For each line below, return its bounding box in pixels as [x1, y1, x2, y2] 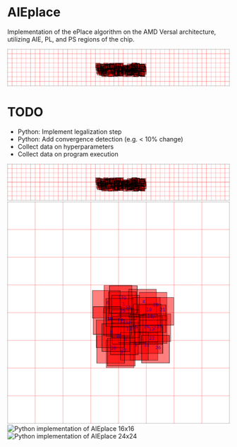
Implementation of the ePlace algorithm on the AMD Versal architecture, [7, 27, 217, 36]
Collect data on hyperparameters [17, 142, 114, 151]
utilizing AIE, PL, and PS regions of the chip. [7, 34, 135, 43]
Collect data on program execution [17, 149, 119, 158]
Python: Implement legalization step [17, 127, 122, 136]
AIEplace [7, 4, 61, 20]
